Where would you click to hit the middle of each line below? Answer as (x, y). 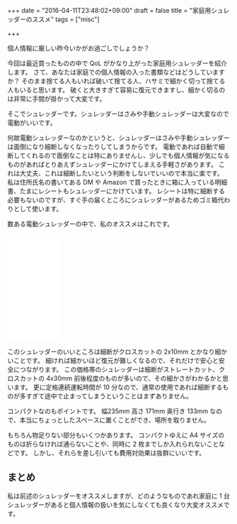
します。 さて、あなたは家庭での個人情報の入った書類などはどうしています (116, 72)
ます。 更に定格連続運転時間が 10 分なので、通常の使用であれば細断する (118, 387)
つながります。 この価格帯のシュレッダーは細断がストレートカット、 (119, 369)
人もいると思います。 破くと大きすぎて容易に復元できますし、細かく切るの (116, 90)
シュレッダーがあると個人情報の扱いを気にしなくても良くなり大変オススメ (116, 504)
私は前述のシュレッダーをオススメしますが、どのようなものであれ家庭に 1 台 (118, 496)
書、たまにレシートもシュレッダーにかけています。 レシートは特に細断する (116, 191)
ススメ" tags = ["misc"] (66, 19)
